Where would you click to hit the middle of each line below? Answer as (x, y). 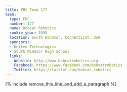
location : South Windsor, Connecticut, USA (55, 38)
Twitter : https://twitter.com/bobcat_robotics (63, 70)
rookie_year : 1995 (29, 33)
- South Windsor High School (40, 51)
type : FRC (20, 19)
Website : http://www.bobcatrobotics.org (56, 61)
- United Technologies (33, 47)
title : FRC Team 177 (26, 10)
